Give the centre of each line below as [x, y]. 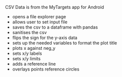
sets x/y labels [27, 53]
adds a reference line [34, 64]
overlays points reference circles [46, 69]
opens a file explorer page [39, 17]
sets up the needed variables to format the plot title [65, 43]
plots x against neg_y [34, 48]
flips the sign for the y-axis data [45, 38]
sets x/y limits [26, 58]
